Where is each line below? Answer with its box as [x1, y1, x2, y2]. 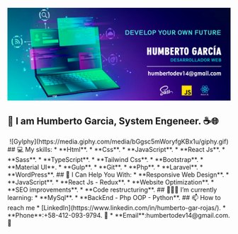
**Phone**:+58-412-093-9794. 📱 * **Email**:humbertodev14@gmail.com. [7, 211, 230, 220]
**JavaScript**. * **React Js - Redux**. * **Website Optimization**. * [7, 178, 215, 187]
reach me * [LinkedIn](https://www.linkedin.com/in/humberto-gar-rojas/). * [7, 204, 227, 212]
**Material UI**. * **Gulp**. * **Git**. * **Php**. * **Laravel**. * [7, 163, 203, 172]
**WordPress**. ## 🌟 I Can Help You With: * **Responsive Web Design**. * [7, 170, 229, 179]
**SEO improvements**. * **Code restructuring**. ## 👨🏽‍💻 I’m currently [7, 185, 217, 194]
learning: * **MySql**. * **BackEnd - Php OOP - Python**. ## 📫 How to [7, 194, 221, 202]
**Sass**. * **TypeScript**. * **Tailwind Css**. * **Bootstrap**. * [7, 156, 204, 164]
